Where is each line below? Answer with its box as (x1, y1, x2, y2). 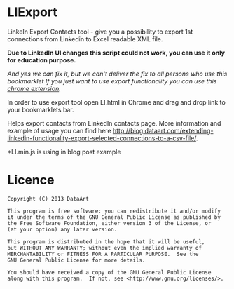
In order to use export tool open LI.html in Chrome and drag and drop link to (7, 98, 226, 106)
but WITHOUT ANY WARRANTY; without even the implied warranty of (7, 244, 202, 251)
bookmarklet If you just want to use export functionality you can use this (7, 76, 217, 85)
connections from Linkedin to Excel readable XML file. (7, 34, 163, 43)
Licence (7, 173, 55, 188)
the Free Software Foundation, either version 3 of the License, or (7, 220, 212, 227)
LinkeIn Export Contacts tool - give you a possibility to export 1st (7, 27, 193, 36)
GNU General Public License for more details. (7, 257, 146, 264)
